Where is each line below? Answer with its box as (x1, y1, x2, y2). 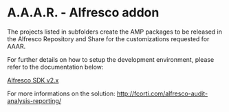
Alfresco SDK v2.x (7, 76, 59, 84)
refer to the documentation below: (7, 63, 104, 71)
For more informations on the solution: (7, 89, 116, 98)
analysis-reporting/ (7, 96, 62, 104)
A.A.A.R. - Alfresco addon (7, 5, 160, 21)
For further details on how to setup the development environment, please (7, 55, 215, 63)
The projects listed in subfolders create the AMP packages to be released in (7, 27, 222, 36)
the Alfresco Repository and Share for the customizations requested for (7, 34, 210, 43)
